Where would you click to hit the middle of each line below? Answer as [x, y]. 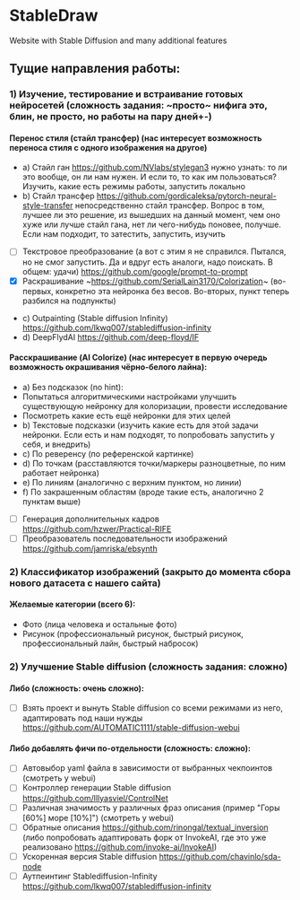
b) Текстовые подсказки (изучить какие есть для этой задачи [140, 425]
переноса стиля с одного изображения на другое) [108, 147]
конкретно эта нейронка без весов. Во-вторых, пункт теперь [172, 291]
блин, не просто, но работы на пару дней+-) [111, 117]
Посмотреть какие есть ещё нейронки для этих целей [126, 415]
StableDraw [54, 16]
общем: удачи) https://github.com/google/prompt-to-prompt [135, 271]
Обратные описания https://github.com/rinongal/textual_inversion [145, 827]
